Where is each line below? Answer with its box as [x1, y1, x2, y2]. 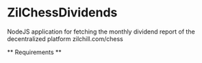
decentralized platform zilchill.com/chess [7, 34, 123, 42]
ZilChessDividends [7, 5, 118, 21]
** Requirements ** [7, 48, 62, 56]
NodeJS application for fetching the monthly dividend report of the [7, 27, 195, 36]
